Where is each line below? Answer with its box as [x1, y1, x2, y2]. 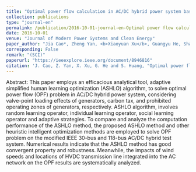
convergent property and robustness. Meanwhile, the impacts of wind [6, 147, 174, 154]
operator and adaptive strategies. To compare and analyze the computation [6, 116, 188, 123]
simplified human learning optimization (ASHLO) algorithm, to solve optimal [6, 85, 187, 92]
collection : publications [6, 14, 69, 20]
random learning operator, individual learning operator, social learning [6, 110, 174, 117]
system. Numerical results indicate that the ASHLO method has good [6, 141, 171, 148]
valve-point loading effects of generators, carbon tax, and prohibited [6, 97, 171, 104]
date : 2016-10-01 [6, 30, 48, 36]
